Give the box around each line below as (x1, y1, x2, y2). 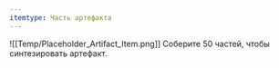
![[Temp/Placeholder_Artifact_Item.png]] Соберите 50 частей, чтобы (9, 38, 271, 49)
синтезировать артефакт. (9, 47, 108, 59)
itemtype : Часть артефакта (9, 13, 112, 23)
